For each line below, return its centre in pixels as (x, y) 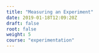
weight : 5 (19, 35)
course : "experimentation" (40, 40)
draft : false (23, 23)
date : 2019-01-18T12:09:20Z (42, 18)
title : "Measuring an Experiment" (50, 12)
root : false (21, 29)
